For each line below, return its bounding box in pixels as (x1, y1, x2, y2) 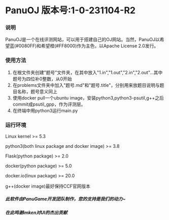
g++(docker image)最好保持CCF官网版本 (5, 183, 90, 190)
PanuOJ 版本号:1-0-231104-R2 (5, 5, 136, 16)
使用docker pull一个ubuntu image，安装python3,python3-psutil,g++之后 (12, 95, 164, 101)
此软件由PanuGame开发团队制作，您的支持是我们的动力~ (5, 196, 126, 202)
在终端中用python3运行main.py (12, 107, 78, 113)
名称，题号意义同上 (17, 88, 57, 95)
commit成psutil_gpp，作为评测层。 (12, 101, 86, 107)
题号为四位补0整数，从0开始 (12, 76, 72, 82)
